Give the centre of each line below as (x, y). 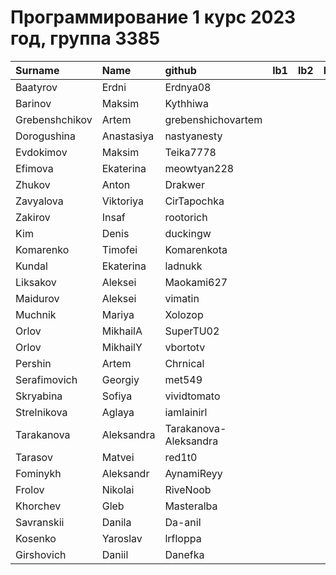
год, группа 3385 (85, 38)
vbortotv (185, 347)
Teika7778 (190, 152)
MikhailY (122, 347)
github (180, 70)
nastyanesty (193, 136)
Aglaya (118, 412)
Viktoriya (123, 201)
